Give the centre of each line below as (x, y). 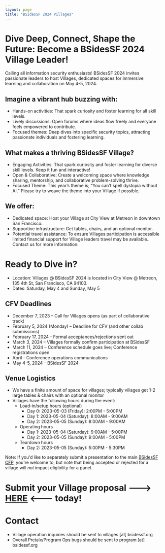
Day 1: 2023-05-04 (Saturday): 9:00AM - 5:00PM (77, 432)
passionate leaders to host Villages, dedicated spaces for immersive (74, 78)
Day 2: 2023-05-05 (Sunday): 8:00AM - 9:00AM (76, 421)
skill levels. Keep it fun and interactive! (51, 170)
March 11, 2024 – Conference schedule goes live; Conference (75, 347)
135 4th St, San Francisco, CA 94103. (50, 283)
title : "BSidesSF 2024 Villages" (39, 14)
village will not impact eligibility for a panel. (49, 468)
